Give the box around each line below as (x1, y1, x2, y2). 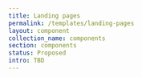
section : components (8, 42, 78, 50)
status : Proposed (8, 49, 67, 57)
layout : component (8, 26, 70, 34)
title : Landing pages (8, 11, 81, 20)
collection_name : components (8, 34, 106, 43)
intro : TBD (8, 57, 45, 65)
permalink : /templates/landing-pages (8, 19, 135, 27)
